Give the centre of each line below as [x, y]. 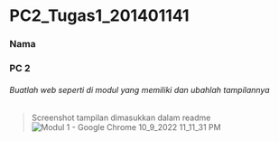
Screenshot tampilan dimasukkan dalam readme [121, 117]
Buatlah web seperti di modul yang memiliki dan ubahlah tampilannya [139, 89]
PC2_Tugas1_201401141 [99, 16]
